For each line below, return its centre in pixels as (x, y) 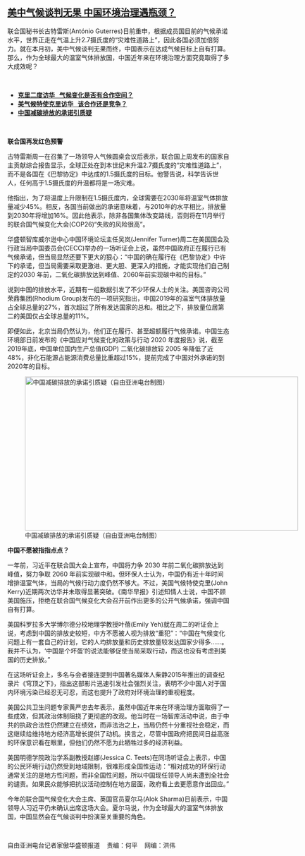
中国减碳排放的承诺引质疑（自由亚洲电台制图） (93, 535)
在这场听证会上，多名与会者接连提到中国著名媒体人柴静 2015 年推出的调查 (113, 674)
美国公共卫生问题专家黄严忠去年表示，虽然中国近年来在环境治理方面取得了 (115, 707)
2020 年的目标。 (31, 366)
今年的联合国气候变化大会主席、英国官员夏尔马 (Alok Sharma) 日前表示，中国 (118, 799)
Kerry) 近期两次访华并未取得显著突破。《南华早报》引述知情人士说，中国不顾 (117, 591)
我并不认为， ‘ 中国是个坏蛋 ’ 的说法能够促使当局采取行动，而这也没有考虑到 (114, 651)
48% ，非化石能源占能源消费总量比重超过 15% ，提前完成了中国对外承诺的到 (116, 357)
